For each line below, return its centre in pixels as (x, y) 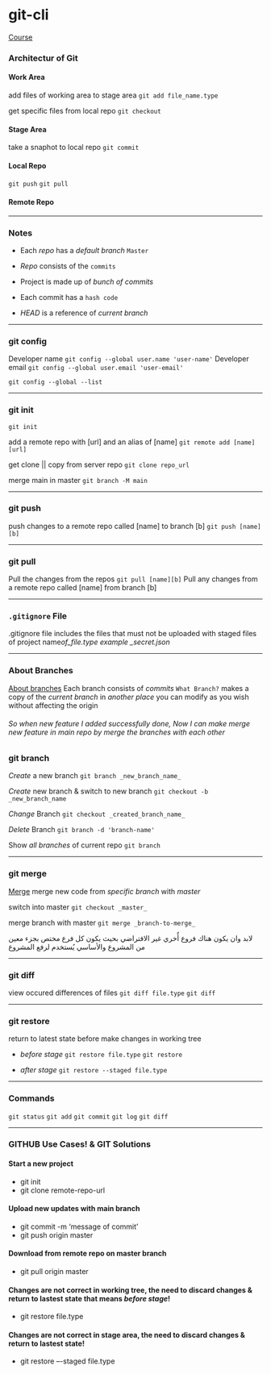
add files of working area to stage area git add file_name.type (113, 95)
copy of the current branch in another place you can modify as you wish (129, 697)
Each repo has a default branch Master (84, 250)
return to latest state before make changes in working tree (105, 1039)
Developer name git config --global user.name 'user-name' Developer (129, 359)
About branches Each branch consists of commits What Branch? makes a (129, 688)
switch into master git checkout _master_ (78, 907)
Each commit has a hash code (69, 297)
